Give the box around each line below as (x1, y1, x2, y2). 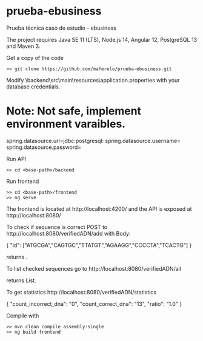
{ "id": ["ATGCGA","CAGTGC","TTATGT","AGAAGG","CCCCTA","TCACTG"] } (6, 241, 192, 249)
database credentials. (6, 83, 61, 90)
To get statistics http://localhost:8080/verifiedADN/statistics (6, 288, 156, 296)
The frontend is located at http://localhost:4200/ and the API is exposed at (6, 205, 192, 213)
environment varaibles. (6, 117, 126, 131)
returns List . (6, 277, 36, 284)
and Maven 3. (6, 42, 41, 50)
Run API (6, 155, 26, 162)
